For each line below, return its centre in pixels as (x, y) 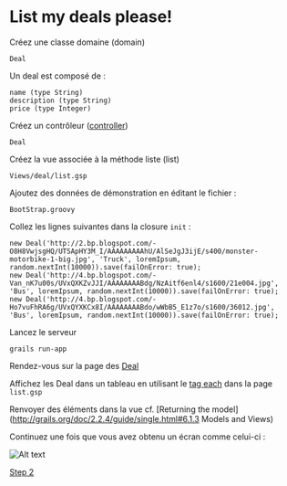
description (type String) (61, 100)
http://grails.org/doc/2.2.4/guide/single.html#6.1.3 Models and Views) (143, 418)
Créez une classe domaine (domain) (77, 42)
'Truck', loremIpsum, (140, 259)
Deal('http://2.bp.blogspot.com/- (91, 243)
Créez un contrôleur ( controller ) (69, 125)
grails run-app (38, 349)
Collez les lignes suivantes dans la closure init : (100, 227)
